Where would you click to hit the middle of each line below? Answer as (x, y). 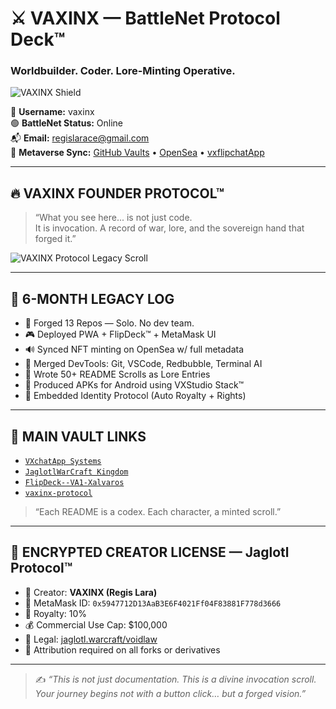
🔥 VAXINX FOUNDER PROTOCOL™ (117, 193)
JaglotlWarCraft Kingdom (76, 472)
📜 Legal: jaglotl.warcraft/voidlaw (91, 639)
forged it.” (55, 239)
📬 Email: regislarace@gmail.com (80, 138)
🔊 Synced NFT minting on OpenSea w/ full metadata (134, 349)
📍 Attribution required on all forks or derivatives (122, 649)
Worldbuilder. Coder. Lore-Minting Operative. (123, 71)
